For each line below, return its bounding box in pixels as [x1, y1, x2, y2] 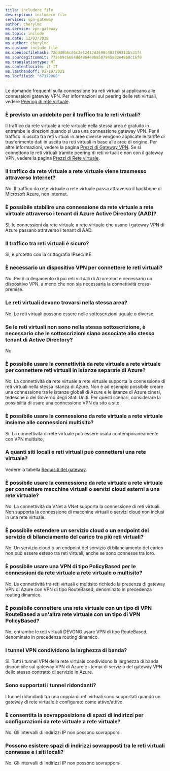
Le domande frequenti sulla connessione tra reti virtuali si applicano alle [5, 87, 156, 94]
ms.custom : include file [5, 45, 58, 50]
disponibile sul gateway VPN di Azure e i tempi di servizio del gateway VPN [5, 664, 162, 670]
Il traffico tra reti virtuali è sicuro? [5, 240, 89, 247]
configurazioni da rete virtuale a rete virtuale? [5, 718, 121, 725]
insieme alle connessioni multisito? [5, 419, 94, 426]
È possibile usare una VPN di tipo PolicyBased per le [5, 563, 136, 570]
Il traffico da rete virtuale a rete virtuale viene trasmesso [5, 168, 147, 175]
